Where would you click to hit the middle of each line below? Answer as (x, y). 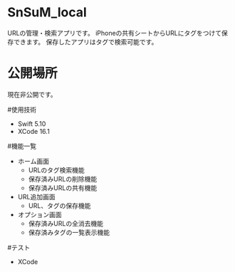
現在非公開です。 (32, 94)
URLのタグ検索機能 (56, 170)
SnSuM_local (47, 12)
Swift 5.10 (32, 124)
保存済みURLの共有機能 (63, 188)
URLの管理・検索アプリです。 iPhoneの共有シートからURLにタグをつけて (115, 33)
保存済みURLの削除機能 (63, 179)
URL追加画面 (36, 197)
